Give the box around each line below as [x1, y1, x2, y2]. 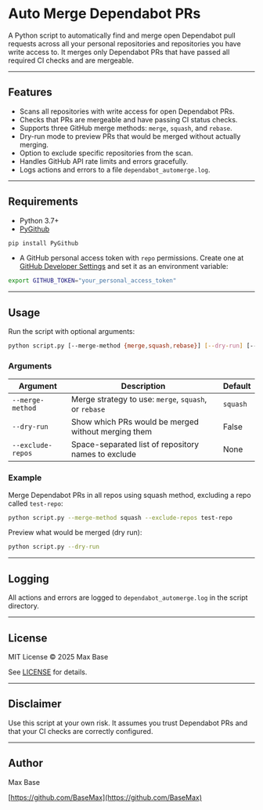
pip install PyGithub [8, 239, 79, 247]
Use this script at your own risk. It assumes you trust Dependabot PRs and [8, 718, 248, 728]
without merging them [70, 427, 153, 438]
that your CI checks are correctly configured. [8, 726, 153, 736]
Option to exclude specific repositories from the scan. [19, 148, 193, 158]
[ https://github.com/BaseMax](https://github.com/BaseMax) [8, 793, 202, 802]
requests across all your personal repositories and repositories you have [8, 38, 241, 48]
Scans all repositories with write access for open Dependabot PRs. [19, 107, 235, 116]
